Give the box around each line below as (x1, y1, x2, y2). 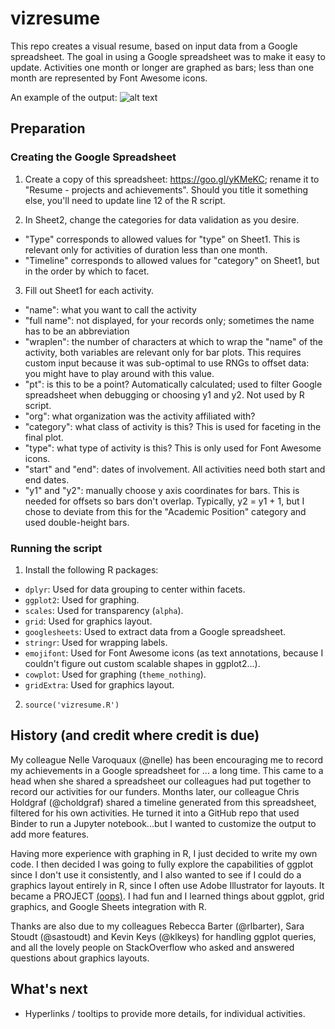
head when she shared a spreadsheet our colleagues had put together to (10, 775, 312, 787)
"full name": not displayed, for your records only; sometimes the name (24, 314, 315, 326)
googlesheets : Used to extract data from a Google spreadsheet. (24, 625, 287, 637)
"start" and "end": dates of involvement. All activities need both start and (24, 463, 326, 475)
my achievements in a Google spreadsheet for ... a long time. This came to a (10, 764, 324, 776)
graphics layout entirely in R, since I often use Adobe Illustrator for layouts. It (10, 879, 325, 891)
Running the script (10, 541, 103, 555)
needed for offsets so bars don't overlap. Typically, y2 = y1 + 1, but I (24, 495, 305, 507)
